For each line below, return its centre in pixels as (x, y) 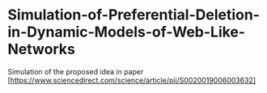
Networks (42, 49)
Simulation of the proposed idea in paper (76, 71)
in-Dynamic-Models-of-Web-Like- (127, 32)
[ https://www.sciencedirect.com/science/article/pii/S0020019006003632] (132, 80)
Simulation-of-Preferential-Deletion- (134, 15)
